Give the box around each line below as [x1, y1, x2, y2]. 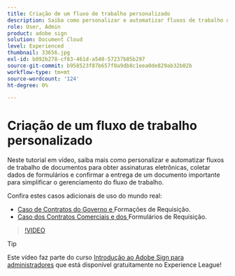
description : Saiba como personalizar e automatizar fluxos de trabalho [7, 17, 224, 24]
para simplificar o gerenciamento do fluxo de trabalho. [7, 178, 164, 187]
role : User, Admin [7, 23, 61, 30]
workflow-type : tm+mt [7, 68, 71, 75]
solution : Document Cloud [7, 36, 83, 43]
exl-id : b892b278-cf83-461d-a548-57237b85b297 [7, 56, 145, 63]
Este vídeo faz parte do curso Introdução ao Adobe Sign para [7, 253, 184, 262]
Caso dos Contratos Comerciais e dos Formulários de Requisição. [17, 212, 208, 221]
